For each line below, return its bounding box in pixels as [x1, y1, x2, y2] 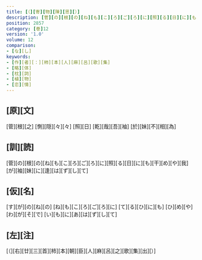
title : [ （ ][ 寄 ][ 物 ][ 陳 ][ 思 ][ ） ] [6, 8, 80, 15]
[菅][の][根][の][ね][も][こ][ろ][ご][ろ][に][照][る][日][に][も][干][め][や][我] [6, 159, 189, 166]
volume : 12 [6, 37, 34, 43]
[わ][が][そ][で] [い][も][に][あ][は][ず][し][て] [6, 211, 117, 218]
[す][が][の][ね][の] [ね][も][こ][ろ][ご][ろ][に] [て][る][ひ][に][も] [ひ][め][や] [6, 203, 194, 211]
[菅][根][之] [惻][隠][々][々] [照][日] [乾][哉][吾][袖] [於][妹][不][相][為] [6, 122, 176, 130]
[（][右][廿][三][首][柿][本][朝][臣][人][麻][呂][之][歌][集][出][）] [6, 247, 156, 255]
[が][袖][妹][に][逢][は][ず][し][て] [6, 166, 88, 174]
